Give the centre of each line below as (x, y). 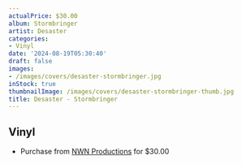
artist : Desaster (38, 31)
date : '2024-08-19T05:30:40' (58, 54)
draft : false (30, 62)
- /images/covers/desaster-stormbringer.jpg (85, 76)
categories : (28, 39)
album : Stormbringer (43, 24)
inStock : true (32, 84)
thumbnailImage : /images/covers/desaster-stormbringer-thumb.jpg (121, 91)
